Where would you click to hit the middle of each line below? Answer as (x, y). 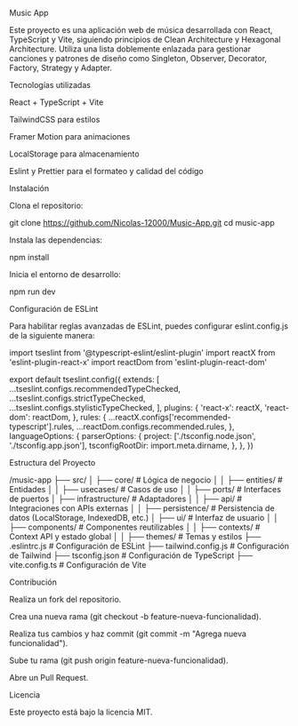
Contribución (33, 582)
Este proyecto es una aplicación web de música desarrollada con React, (141, 30)
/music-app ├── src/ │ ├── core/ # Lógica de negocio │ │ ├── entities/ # (146, 480)
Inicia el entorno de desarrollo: (65, 274)
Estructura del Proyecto (52, 463)
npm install (29, 257)
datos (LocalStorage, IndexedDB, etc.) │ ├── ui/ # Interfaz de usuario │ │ (144, 518)
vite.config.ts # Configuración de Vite (78, 565)
